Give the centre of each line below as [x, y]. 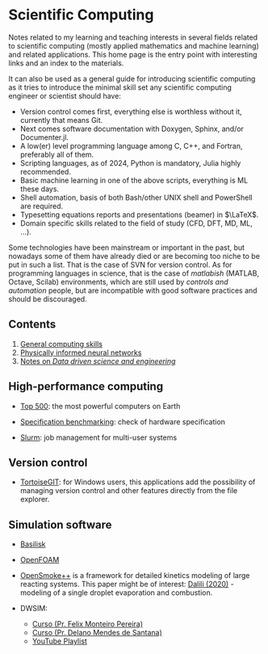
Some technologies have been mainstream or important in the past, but [126, 247]
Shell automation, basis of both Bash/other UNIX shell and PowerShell [136, 197]
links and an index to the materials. [66, 63]
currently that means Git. [61, 120]
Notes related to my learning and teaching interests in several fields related [133, 37]
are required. [42, 206]
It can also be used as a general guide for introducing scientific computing [132, 78]
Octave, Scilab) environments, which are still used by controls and [118, 281]
